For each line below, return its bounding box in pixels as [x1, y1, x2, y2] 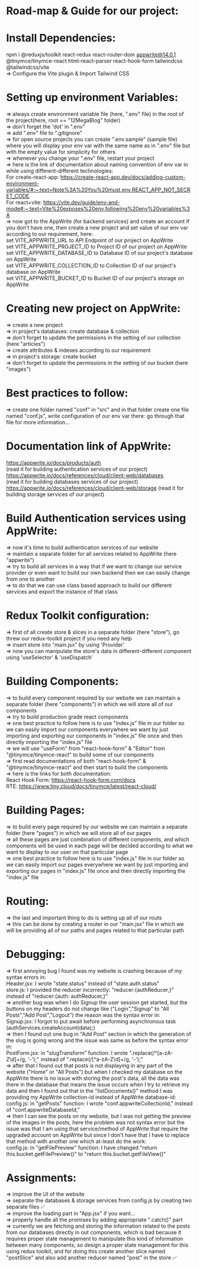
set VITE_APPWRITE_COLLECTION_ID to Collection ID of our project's [6, 262, 176, 269]
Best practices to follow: [6, 386, 129, 400]
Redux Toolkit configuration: [6, 609, 150, 622]
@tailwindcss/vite [6, 64, 50, 71]
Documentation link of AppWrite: [6, 440, 172, 453]
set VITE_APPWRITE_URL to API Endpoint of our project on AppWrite [6, 237, 174, 244]
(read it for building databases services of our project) [6, 478, 139, 485]
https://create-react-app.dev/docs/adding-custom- [60, 174, 186, 181]
